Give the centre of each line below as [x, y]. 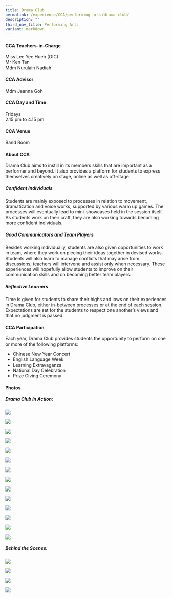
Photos [13, 388]
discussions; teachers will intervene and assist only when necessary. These [85, 264]
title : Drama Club [25, 10]
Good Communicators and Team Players [49, 234]
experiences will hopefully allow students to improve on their [69, 269]
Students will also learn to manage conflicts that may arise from [72, 259]
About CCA [17, 154]
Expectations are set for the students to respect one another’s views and [82, 310]
